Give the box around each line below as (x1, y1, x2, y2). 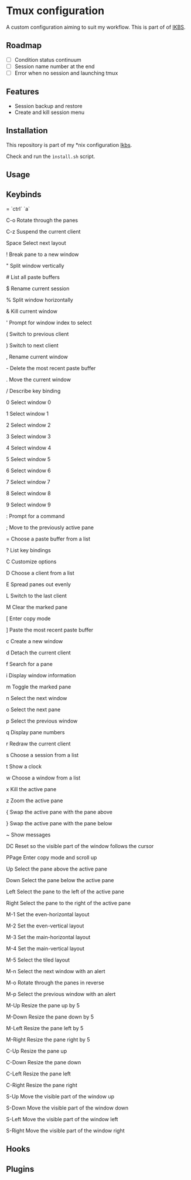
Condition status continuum (14, 56, 82, 63)
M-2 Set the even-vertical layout (6, 922, 84, 929)
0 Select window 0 (6, 398, 52, 406)
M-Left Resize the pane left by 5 (6, 1024, 84, 1031)
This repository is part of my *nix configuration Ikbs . (6, 141, 132, 148)
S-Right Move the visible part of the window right (6, 1127, 125, 1134)
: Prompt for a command (6, 512, 65, 519)
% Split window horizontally (6, 296, 73, 303)
